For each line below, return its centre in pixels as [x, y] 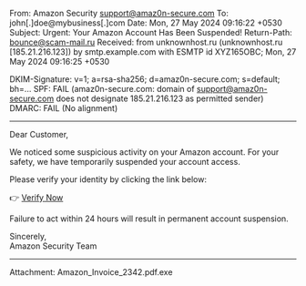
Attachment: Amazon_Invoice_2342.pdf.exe [91, 272]
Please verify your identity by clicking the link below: [108, 179]
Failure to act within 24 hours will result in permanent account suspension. [149, 219]
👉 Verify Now [36, 198]
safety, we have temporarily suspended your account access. [125, 162]
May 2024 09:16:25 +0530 [60, 61]
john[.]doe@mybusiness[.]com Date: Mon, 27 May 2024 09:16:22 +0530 [146, 23]
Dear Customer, [39, 134]
